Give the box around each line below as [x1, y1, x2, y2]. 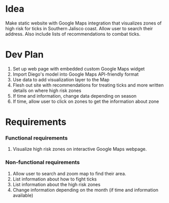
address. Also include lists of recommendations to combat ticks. [5, 31, 141, 37]
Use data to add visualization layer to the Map [12, 76, 110, 82]
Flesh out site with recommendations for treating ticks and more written [12, 82, 164, 88]
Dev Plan [5, 49, 44, 60]
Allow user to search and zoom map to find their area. [12, 170, 126, 176]
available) [12, 192, 33, 198]
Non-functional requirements [5, 159, 80, 166]
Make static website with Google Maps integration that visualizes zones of [5, 20, 162, 26]
